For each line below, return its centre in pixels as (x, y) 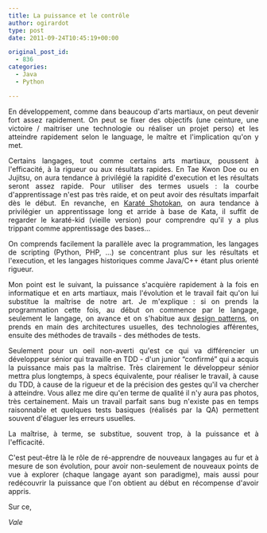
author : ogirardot (39, 23)
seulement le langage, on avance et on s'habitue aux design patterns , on (134, 318)
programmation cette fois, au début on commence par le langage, (133, 309)
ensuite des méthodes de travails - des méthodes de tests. (104, 335)
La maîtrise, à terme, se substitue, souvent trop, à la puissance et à (133, 434)
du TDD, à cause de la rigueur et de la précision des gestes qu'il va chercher (133, 384)
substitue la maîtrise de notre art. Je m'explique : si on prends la (133, 301)
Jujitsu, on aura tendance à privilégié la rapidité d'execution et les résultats (133, 177)
